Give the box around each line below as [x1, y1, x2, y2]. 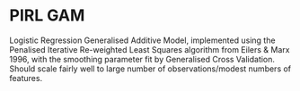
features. [9, 72, 43, 83]
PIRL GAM [9, 5, 85, 26]
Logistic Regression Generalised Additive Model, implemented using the [9, 35, 276, 45]
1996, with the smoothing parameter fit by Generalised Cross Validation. [9, 54, 276, 64]
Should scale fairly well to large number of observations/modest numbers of [9, 63, 292, 74]
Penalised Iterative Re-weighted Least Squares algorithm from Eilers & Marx [9, 44, 290, 54]
